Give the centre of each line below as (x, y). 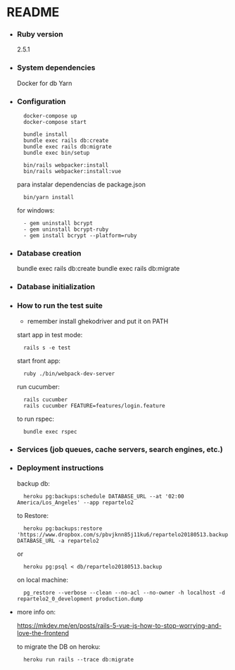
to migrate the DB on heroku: (59, 646)
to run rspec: (35, 419)
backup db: (33, 483)
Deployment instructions (60, 468)
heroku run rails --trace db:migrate (79, 659)
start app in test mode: (50, 334)
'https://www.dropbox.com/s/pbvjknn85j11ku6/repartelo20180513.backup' (124, 535)
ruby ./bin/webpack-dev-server (69, 374)
